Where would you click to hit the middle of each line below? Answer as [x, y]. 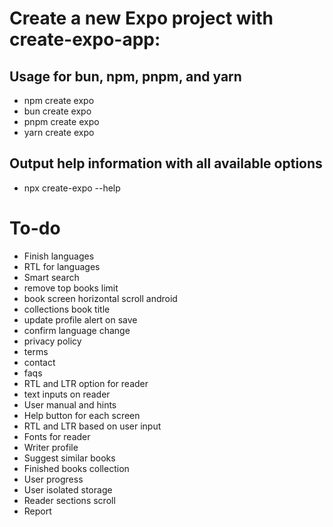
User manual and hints [70, 404]
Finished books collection [76, 468]
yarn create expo [59, 132]
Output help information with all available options [166, 163]
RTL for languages [62, 266]
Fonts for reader [57, 436]
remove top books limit [71, 288]
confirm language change [77, 330]
